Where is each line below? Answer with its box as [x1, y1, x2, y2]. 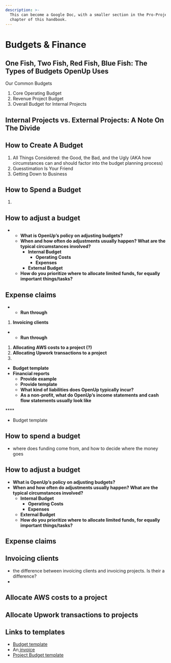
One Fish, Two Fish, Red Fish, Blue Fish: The [5, 59, 148, 68]
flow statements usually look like [20, 398, 92, 404]
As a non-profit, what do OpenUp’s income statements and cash [20, 392, 159, 398]
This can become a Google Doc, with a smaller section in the [10, 12, 145, 17]
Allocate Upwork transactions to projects [5, 611, 138, 619]
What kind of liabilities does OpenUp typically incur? [20, 387, 134, 393]
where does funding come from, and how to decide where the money [12, 445, 159, 451]
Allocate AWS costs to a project [5, 593, 108, 602]
